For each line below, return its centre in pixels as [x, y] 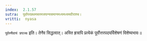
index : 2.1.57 [21, 10]
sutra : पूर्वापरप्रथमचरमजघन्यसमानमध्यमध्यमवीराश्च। [43, 14]
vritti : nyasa [21, 19]
